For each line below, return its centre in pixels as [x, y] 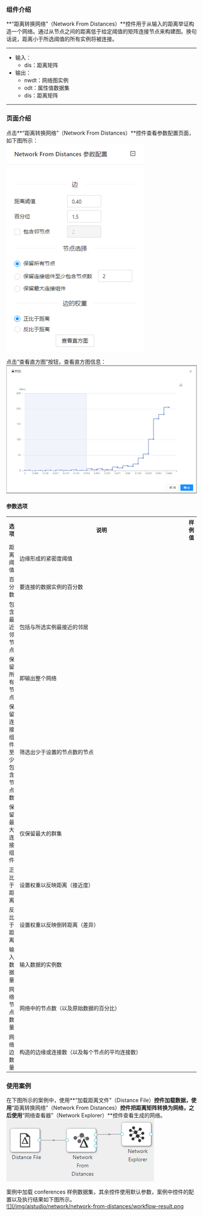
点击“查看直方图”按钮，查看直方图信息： [56, 361]
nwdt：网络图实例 [46, 81]
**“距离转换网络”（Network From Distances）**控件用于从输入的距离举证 [98, 24]
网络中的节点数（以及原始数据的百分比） [70, 1008]
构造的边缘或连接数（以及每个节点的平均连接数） [80, 1052]
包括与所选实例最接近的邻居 [54, 627]
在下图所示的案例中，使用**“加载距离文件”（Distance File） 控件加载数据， [99, 1100]
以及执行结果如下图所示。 [43, 1200]
